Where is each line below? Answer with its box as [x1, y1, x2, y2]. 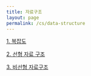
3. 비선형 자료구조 [6, 63, 49, 71]
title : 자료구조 [6, 9, 42, 15]
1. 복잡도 [6, 38, 27, 45]
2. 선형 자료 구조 [6, 50, 45, 58]
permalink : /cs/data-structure [6, 20, 86, 26]
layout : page [6, 15, 39, 21]
